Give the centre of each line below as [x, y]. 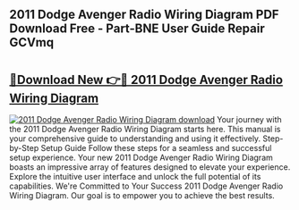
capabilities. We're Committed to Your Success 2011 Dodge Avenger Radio [146, 186]
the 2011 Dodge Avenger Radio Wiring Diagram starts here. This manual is [145, 129]
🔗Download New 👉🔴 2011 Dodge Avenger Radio [146, 80]
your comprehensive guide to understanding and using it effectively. [135, 139]
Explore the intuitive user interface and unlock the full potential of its [135, 176]
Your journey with [249, 119]
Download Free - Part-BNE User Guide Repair [137, 29]
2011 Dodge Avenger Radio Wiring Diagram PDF [144, 15]
